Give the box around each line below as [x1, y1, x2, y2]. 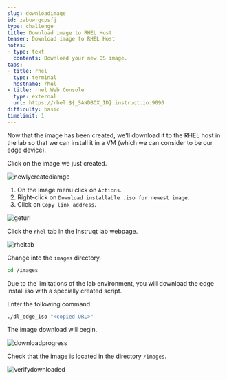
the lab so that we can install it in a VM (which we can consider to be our [7, 138, 213, 146]
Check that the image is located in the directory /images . [7, 352, 167, 361]
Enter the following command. [7, 300, 92, 308]
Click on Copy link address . [17, 200, 96, 208]
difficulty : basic [7, 106, 60, 113]
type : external [13, 93, 57, 100]
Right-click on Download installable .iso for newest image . [17, 193, 190, 201]
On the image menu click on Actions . [17, 186, 122, 194]
